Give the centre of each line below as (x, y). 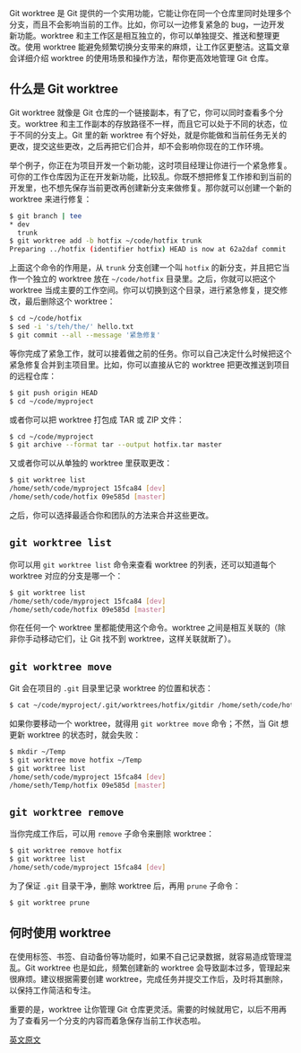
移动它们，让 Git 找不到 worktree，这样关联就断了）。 (138, 639)
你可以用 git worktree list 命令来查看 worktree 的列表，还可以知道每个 (143, 564)
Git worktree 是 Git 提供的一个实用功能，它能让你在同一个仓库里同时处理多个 (150, 13)
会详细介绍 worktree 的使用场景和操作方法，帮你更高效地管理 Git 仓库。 (141, 58)
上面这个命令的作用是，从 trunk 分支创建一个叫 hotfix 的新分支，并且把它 (146, 268)
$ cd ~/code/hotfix (46, 319)
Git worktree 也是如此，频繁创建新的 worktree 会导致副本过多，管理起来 (158, 968)
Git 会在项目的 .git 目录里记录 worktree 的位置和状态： (111, 688)
